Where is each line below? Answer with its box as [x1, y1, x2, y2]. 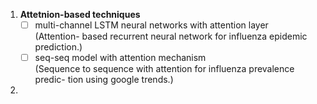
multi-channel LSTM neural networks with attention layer [34, 19, 269, 31]
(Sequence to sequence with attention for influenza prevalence [34, 63, 295, 75]
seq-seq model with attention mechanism [34, 52, 207, 64]
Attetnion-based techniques [19, 9, 141, 20]
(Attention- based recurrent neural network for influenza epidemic [34, 30, 308, 43]
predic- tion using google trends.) [34, 74, 174, 86]
